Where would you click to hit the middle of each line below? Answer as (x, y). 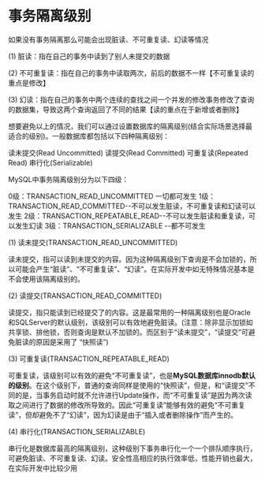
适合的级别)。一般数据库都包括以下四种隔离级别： (89, 136)
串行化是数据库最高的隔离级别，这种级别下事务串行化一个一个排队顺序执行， (132, 448)
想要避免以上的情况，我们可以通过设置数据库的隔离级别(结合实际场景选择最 (131, 126)
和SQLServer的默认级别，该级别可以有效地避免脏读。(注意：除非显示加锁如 (131, 322)
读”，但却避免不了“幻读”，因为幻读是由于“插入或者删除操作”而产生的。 (123, 415)
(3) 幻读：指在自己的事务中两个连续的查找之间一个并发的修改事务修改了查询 (131, 99)
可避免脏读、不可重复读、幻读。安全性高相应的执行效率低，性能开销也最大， (132, 458)
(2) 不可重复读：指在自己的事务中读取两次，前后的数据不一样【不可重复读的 (131, 73)
